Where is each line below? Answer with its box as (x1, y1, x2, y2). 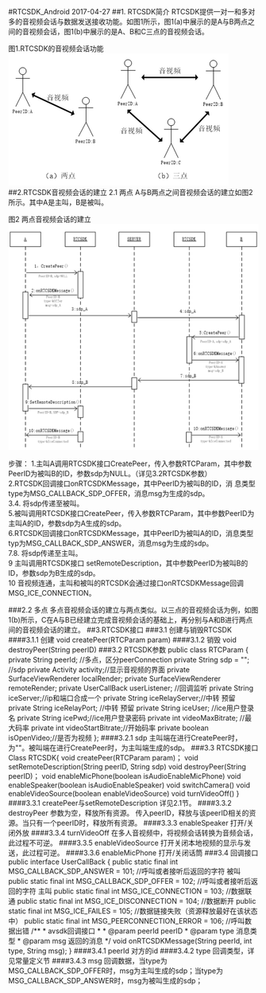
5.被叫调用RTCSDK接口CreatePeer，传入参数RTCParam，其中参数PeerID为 (8, 509, 255, 518)
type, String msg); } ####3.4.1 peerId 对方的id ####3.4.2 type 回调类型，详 (8, 946, 255, 956)
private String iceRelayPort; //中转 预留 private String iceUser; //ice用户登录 (8, 703, 255, 713)
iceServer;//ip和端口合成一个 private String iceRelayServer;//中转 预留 (8, 694, 236, 703)
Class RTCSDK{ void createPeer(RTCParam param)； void (8, 753, 199, 763)
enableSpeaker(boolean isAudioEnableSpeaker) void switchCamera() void (8, 780, 251, 790)
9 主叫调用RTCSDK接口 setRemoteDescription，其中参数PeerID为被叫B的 (8, 558, 249, 568)
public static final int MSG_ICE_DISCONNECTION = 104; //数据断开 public (17, 897, 256, 906)
